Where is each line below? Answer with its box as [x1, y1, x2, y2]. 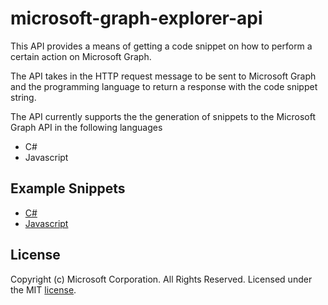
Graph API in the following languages [10, 121, 163, 133]
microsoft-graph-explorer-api [10, 7, 263, 30]
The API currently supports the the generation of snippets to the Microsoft [10, 110, 316, 122]
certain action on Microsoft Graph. [10, 50, 152, 62]
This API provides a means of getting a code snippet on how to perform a [10, 40, 313, 52]
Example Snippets [10, 180, 126, 197]
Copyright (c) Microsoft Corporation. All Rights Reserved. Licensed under [10, 273, 313, 285]
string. [10, 91, 37, 103]
